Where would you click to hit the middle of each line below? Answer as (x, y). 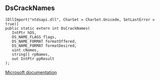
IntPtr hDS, (24, 33)
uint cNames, (25, 50)
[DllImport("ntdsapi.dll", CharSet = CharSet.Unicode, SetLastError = (80, 19)
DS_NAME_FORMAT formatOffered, (44, 41)
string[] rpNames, (31, 54)
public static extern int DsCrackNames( (48, 28)
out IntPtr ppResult (33, 59)
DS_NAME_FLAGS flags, (34, 37)
